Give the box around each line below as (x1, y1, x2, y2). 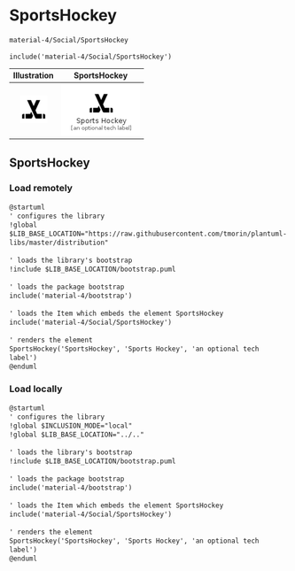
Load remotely (9, 181, 74, 194)
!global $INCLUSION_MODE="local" (9, 421, 133, 430)
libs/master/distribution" (9, 238, 109, 247)
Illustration (12, 70, 55, 81)
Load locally (9, 382, 63, 395)
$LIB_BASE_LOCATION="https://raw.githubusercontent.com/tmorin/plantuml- (9, 229, 288, 238)
